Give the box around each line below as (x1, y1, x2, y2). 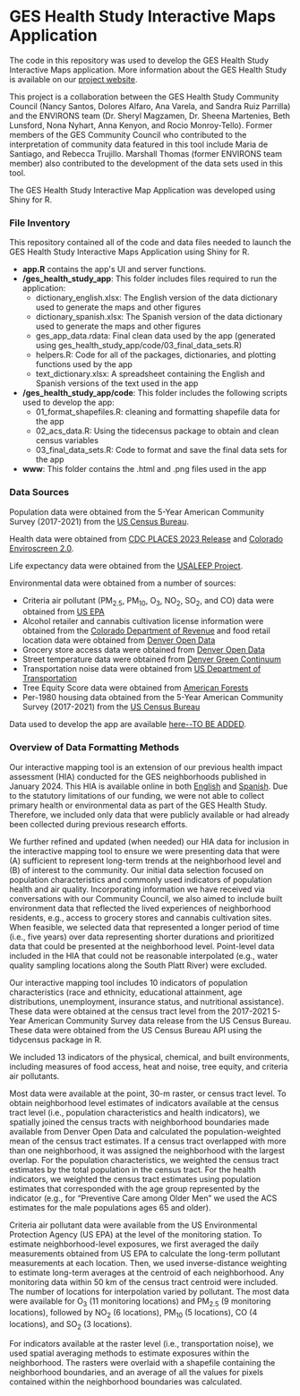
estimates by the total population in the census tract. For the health (9, 1164, 257, 1175)
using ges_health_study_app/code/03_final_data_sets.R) (35, 340, 243, 351)
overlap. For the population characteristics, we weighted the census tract (9, 1154, 279, 1165)
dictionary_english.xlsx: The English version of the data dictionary (35, 293, 278, 304)
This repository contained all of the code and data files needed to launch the (9, 237, 292, 248)
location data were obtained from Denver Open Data (21, 635, 216, 646)
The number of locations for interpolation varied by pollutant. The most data (9, 1286, 289, 1297)
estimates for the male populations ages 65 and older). (9, 1202, 211, 1212)
